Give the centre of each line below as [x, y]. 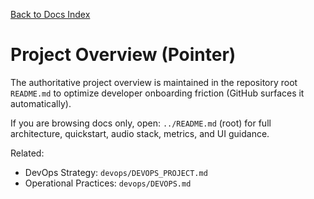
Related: [27, 153]
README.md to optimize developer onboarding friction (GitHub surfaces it [157, 93]
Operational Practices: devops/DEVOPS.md [108, 183]
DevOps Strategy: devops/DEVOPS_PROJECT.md [116, 172]
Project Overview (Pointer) [123, 55]
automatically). [41, 103]
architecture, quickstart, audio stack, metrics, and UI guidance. [140, 133]
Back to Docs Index [50, 14]
